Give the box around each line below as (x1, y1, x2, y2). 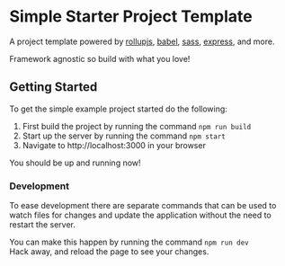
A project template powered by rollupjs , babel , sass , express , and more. (9, 36, 275, 47)
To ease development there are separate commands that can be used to (9, 200, 277, 211)
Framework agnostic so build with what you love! (9, 53, 191, 64)
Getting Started (9, 79, 98, 95)
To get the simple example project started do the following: (9, 103, 227, 114)
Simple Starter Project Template (9, 6, 254, 27)
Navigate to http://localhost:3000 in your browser (22, 139, 207, 150)
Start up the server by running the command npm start (22, 130, 227, 141)
